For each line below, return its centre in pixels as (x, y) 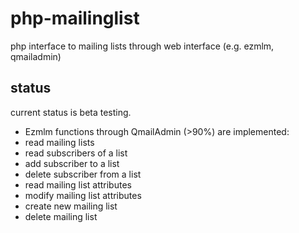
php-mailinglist (75, 18)
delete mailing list (61, 216)
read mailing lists (59, 142)
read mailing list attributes (78, 184)
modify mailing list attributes (83, 195)
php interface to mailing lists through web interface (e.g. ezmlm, (142, 46)
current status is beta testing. (71, 112)
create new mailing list (71, 206)
